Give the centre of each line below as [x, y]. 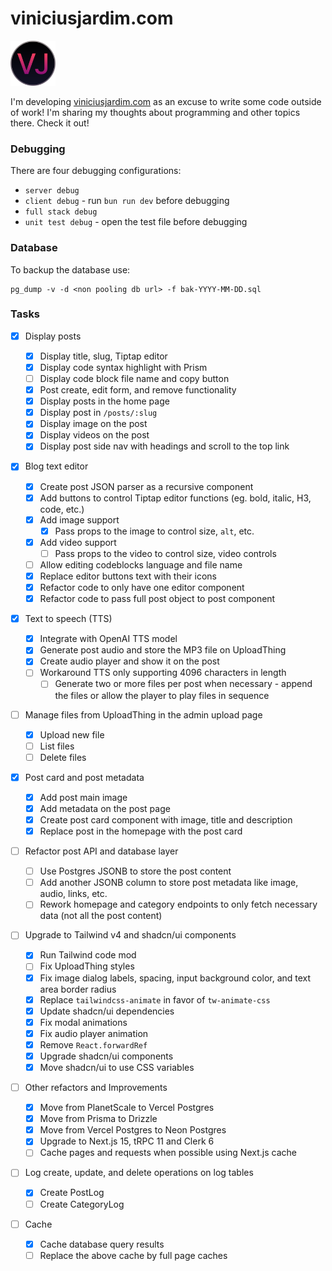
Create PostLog [72, 1193]
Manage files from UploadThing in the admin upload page [143, 714]
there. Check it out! [50, 123]
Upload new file [72, 734]
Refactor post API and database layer [101, 851]
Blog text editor [56, 466]
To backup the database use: [70, 269]
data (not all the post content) [101, 916]
